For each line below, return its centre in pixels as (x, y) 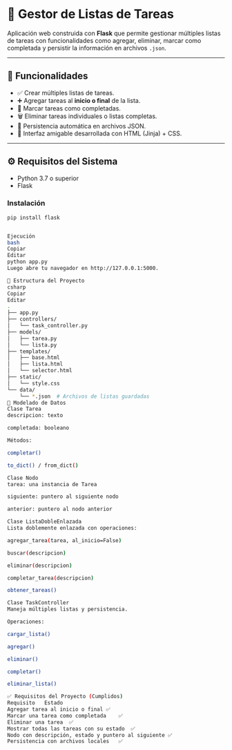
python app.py (28, 262)
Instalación (26, 203)
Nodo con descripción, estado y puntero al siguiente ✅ (90, 735)
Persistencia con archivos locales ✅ (65, 742)
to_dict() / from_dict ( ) (43, 465)
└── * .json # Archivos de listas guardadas (85, 396)
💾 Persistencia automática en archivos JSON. (81, 126)
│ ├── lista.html (35, 364)
